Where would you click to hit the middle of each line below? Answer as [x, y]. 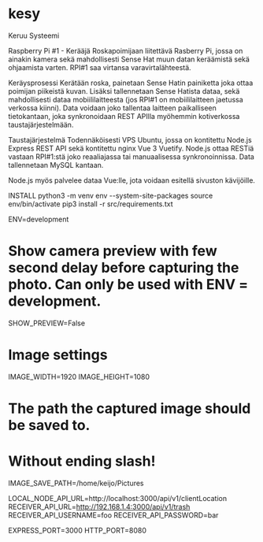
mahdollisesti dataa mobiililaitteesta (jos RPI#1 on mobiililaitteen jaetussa [126, 99]
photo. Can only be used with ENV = [128, 285]
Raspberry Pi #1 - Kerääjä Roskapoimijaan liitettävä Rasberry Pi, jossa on [126, 50]
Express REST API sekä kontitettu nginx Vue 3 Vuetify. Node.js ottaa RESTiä [131, 148]
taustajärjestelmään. [41, 124]
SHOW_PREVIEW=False [46, 323]
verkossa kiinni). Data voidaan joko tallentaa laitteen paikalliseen [112, 108]
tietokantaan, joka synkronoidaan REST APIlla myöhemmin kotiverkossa [124, 116]
